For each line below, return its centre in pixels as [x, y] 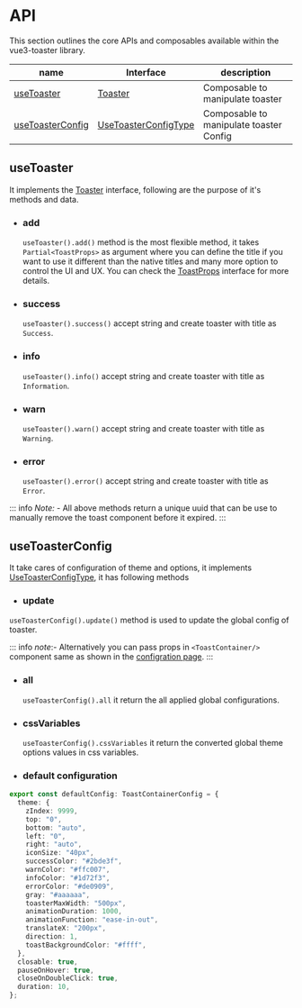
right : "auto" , [54, 845]
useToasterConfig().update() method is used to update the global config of [149, 620]
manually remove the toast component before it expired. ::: [118, 518]
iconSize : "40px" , [60, 853]
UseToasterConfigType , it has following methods [99, 577]
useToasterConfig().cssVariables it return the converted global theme [152, 742]
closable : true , [48, 962]
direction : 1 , [52, 937]
